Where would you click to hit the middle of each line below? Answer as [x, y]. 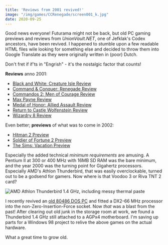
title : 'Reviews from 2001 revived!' [45, 10]
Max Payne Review [32, 99]
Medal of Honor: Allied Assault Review [52, 105]
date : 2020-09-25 [23, 19]
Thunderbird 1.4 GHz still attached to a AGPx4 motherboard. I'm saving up [82, 217]
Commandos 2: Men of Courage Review [54, 94]
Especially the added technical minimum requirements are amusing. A [77, 155]
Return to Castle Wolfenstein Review [50, 110]
